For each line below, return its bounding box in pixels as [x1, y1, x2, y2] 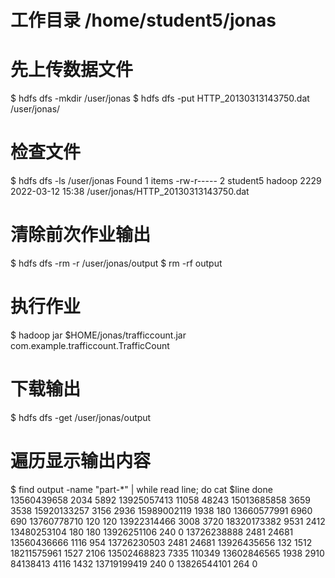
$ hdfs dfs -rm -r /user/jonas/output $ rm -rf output [10, 257, 223, 269]
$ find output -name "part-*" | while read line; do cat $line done [10, 483, 273, 495]
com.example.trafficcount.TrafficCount [10, 339, 170, 351]
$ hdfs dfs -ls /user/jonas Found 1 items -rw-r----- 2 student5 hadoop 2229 [10, 175, 322, 187]
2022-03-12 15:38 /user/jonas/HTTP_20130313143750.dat [10, 186, 250, 198]
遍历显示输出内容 [10, 450, 152, 473]
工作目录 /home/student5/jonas [10, 9, 277, 32]
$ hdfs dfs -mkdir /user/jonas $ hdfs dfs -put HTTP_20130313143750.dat [10, 92, 310, 105]
